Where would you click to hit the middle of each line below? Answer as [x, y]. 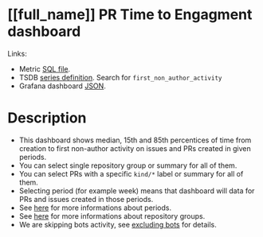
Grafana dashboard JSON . [63, 86]
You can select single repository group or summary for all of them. [128, 165]
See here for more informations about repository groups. [112, 216]
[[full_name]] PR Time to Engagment [130, 15]
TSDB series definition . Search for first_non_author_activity [120, 77]
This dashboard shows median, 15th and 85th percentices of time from [135, 140]
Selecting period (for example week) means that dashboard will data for [137, 190]
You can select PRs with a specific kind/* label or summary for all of [131, 173]
